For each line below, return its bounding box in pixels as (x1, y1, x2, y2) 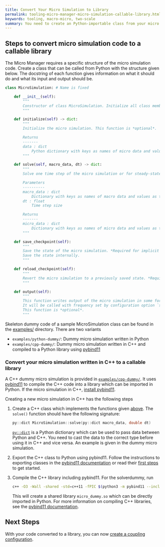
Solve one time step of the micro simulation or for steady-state (23, 171, 162, 177)
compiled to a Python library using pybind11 (12, 346, 101, 352)
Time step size (31, 203, 63, 208)
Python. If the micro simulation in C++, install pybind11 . (5, 387, 116, 393)
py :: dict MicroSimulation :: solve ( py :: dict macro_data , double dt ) (12, 420, 151, 426)
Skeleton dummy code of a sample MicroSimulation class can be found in (5, 321, 154, 327)
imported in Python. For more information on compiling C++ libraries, (12, 498, 152, 504)
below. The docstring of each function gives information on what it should (5, 71, 155, 76)
